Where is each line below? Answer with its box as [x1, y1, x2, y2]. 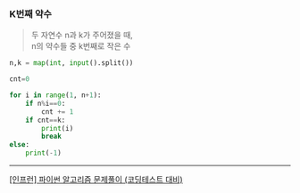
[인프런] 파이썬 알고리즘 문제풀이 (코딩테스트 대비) [9, 174, 183, 185]
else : [9, 141, 29, 149]
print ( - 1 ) [25, 149, 62, 157]
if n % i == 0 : [25, 99, 66, 108]
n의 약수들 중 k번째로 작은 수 [30, 41, 131, 52]
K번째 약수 [9, 7, 52, 20]
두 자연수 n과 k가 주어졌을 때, [30, 29, 134, 41]
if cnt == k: [25, 116, 66, 125]
